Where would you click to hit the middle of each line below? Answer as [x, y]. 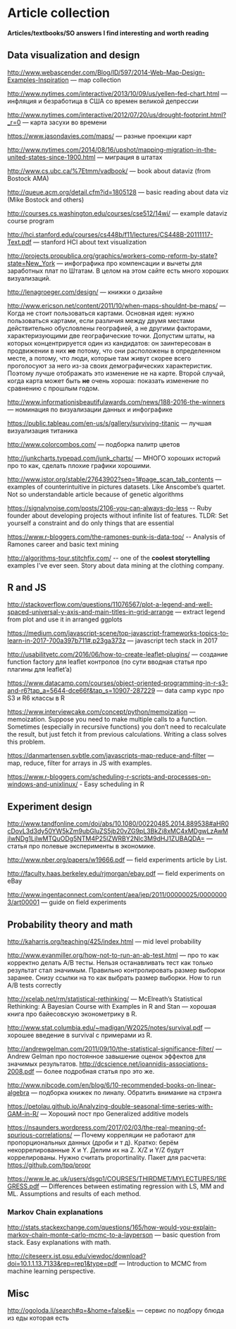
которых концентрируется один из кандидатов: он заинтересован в [109, 343]
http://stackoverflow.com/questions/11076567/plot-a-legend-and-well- [110, 604]
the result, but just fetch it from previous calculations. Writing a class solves [117, 734]
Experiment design [50, 806]
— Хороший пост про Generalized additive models [114, 1114]
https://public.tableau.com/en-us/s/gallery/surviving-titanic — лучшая [110, 423]
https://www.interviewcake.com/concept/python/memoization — [101, 712]
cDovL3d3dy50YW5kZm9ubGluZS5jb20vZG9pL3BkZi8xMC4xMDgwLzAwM [118, 831]
